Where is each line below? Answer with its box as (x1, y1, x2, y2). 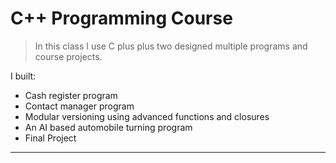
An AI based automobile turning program (24, 121, 193, 133)
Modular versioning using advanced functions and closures (24, 110, 270, 122)
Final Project (24, 132, 77, 144)
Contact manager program (24, 100, 135, 112)
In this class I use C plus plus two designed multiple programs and (34, 40, 308, 52)
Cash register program (24, 89, 118, 101)
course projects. (34, 50, 103, 62)
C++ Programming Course (10, 7, 233, 30)
